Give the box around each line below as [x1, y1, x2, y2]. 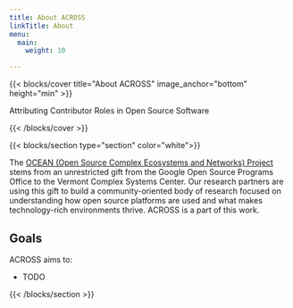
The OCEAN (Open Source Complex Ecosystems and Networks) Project [9, 157, 274, 168]
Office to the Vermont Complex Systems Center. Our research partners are [9, 176, 284, 187]
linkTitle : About [9, 21, 74, 30]
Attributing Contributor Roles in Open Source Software [9, 105, 210, 116]
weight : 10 [25, 46, 66, 55]
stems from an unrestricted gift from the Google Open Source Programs [9, 167, 274, 178]
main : [17, 37, 38, 47]
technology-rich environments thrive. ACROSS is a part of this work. [9, 204, 260, 215]
